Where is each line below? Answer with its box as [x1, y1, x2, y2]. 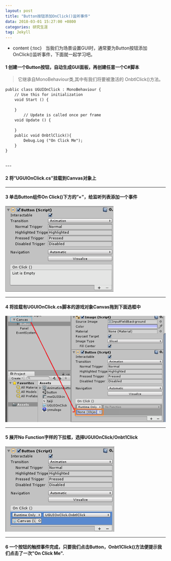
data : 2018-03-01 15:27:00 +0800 [5, 19, 76, 24]
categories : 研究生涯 [5, 24, 48, 30]
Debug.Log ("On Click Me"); [23, 138, 83, 143]
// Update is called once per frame [23, 113, 101, 118]
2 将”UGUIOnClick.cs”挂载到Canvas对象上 [5, 175, 97, 181]
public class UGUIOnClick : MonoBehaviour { [5, 87, 101, 92]
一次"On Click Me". [22, 550, 65, 556]
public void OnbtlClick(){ [14, 133, 72, 138]
